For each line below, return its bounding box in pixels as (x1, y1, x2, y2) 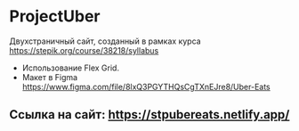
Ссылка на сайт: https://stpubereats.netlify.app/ (9, 107, 290, 122)
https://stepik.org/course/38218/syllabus (9, 45, 159, 55)
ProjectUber (9, 6, 101, 27)
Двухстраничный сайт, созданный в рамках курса (9, 36, 202, 46)
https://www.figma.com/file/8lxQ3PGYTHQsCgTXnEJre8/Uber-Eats (21, 81, 271, 92)
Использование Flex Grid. (21, 62, 120, 73)
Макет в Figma (21, 71, 78, 82)
